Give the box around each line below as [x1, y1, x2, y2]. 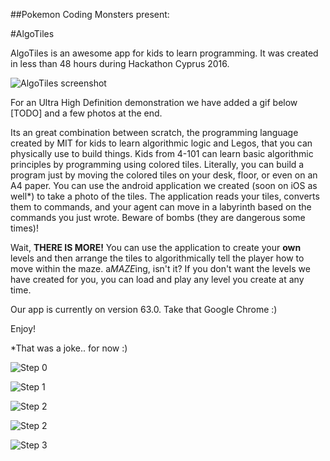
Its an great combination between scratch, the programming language [10, 127, 299, 138]
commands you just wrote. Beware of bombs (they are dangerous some [10, 212, 306, 223]
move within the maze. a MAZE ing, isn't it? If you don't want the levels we [10, 263, 311, 274]
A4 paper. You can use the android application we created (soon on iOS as [10, 180, 318, 191]
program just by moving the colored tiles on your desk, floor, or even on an [10, 169, 318, 181]
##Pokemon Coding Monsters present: [10, 9, 170, 20]
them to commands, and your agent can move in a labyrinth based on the [10, 201, 312, 213]
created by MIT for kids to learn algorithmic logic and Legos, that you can [10, 137, 313, 149]
